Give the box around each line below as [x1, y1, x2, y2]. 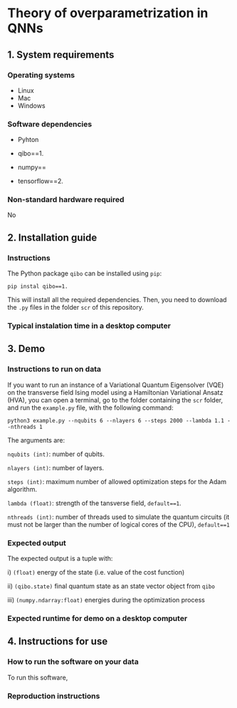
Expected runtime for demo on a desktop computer [7, 613, 188, 623]
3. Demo [7, 343, 46, 355]
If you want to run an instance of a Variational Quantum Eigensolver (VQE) [7, 380, 224, 389]
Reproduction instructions [7, 691, 100, 701]
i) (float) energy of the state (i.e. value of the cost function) [7, 568, 185, 577]
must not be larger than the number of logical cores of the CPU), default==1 [7, 520, 230, 529]
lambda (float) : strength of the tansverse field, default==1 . [7, 498, 181, 507]
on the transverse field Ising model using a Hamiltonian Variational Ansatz [7, 388, 223, 397]
